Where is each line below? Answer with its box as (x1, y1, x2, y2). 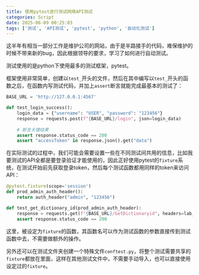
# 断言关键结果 (17, 127, 49, 133)
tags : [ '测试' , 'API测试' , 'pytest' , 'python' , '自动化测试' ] (6, 25, 155, 31)
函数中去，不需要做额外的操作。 (6, 235, 84, 242)
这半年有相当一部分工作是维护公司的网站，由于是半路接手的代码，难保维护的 (6, 42, 193, 49)
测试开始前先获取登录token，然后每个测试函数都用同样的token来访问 (21, 164, 190, 171)
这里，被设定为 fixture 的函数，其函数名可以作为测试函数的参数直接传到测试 (6, 228, 191, 235)
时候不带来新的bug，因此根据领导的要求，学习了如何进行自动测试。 (6, 50, 172, 57)
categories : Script (6, 14, 54, 20)
